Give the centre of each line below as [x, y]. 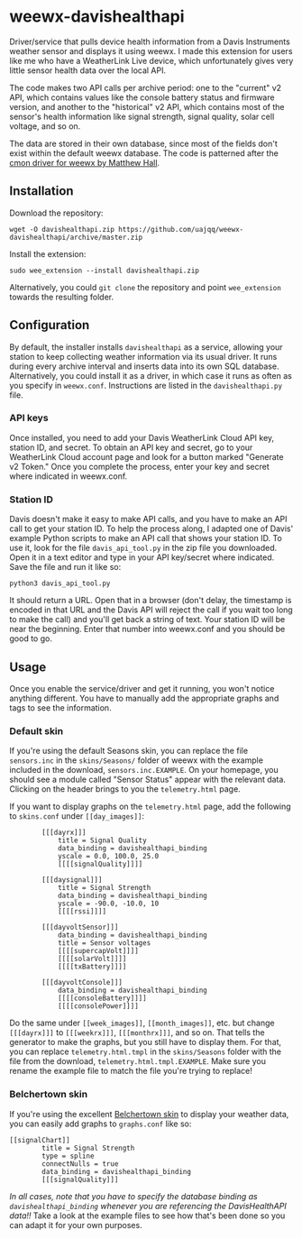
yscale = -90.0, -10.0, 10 [108, 904]
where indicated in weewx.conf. [69, 476]
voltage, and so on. [45, 126]
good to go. [31, 638]
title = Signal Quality [102, 840]
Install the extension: [48, 253]
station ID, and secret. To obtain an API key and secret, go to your [131, 447]
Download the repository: [56, 213]
